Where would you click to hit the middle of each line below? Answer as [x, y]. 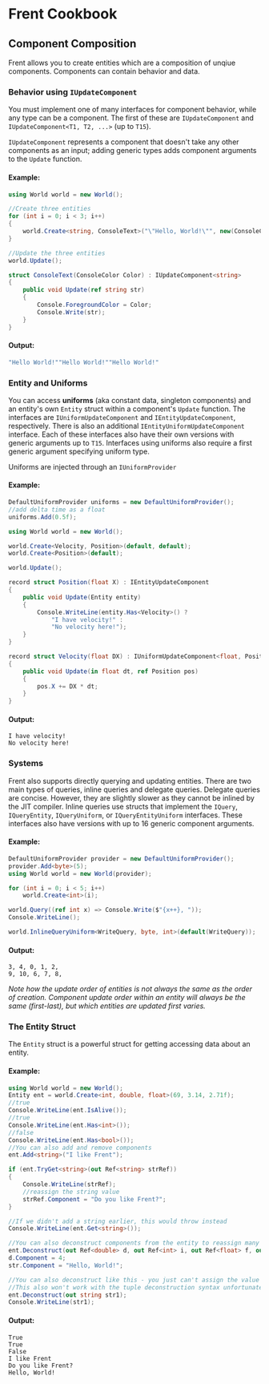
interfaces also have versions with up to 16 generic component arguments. [131, 823]
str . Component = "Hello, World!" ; [66, 1265]
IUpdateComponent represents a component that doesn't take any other [124, 142]
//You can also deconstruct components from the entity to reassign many [134, 1243]
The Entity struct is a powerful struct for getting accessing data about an [129, 1044]
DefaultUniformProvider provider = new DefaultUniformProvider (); [121, 858]
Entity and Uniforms [48, 383]
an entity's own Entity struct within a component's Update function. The [127, 409]
